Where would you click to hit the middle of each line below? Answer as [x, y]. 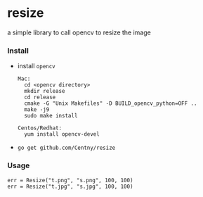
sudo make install [51, 116]
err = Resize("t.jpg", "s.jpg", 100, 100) [70, 186]
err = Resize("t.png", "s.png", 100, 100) [70, 180]
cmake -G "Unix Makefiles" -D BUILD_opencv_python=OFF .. [111, 103]
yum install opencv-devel [62, 134]
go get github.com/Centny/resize [66, 148]
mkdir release [45, 91]
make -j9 [37, 110]
